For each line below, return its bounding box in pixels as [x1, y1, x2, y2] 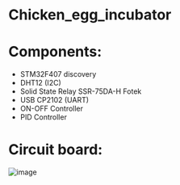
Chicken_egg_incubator [8, 6, 172, 24]
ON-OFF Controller [19, 103, 83, 114]
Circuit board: [8, 141, 103, 159]
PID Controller [19, 112, 67, 122]
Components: [8, 43, 103, 61]
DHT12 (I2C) [19, 78, 62, 88]
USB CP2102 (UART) [19, 95, 90, 105]
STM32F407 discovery [19, 69, 97, 79]
